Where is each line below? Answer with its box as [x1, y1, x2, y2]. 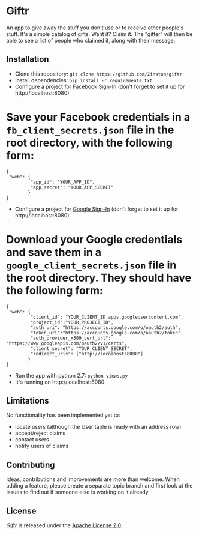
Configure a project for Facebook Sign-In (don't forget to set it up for [14, 83, 185, 90]
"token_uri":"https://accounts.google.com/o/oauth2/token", [30, 330, 184, 336]
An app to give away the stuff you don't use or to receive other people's [6, 24, 184, 31]
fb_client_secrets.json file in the [6, 123, 174, 136]
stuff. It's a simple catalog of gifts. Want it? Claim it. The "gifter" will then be [6, 30, 193, 37]
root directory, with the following [6, 136, 173, 150]
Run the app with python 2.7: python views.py [14, 372, 128, 379]
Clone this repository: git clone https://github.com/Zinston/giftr [14, 70, 183, 77]
